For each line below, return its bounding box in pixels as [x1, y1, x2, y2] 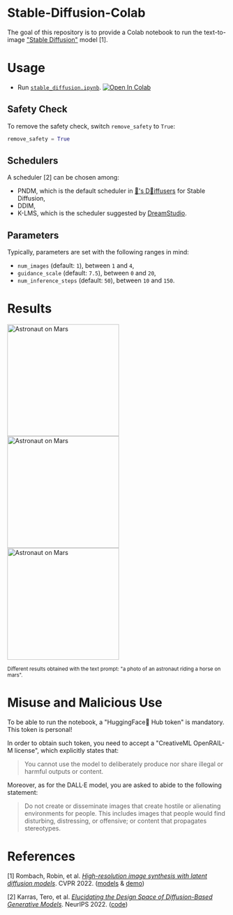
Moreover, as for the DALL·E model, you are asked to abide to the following [7, 781, 222, 789]
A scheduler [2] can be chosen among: [7, 173, 120, 182]
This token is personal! [7, 726, 73, 734]
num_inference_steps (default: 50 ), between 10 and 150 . [17, 276, 175, 284]
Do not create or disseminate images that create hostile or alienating [24, 802, 221, 810]
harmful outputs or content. [24, 768, 104, 776]
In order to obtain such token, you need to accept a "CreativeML [7, 739, 192, 747]
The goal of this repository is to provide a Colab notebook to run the [7, 28, 203, 36]
